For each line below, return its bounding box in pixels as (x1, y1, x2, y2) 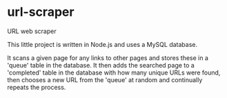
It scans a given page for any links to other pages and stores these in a (7, 53, 209, 62)
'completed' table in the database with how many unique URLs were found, (7, 68, 221, 77)
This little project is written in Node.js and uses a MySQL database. (7, 40, 198, 48)
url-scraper (7, 4, 75, 20)
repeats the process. (7, 83, 66, 91)
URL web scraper (7, 27, 57, 35)
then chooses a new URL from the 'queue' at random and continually (7, 75, 203, 84)
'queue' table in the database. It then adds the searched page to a (7, 61, 195, 69)
